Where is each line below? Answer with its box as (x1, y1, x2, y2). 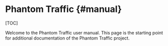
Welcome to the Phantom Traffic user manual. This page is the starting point (5, 29, 163, 35)
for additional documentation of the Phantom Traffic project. (5, 35, 130, 41)
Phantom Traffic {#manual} (5, 3, 122, 15)
